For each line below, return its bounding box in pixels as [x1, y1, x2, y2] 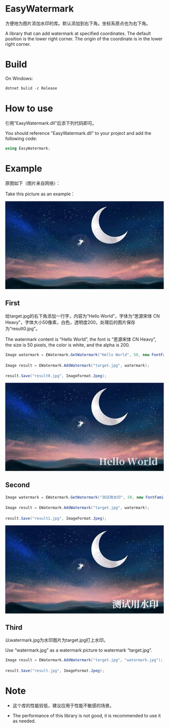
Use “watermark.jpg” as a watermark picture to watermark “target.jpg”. [5, 647, 152, 653]
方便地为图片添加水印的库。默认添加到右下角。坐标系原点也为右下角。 [5, 20, 151, 26]
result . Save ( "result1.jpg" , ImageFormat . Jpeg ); [5, 516, 107, 521]
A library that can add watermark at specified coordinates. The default [5, 30, 151, 36]
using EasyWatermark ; [5, 145, 51, 151]
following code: [5, 135, 37, 141]
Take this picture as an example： [5, 191, 75, 197]
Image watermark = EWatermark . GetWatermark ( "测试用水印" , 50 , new [5, 494, 143, 500]
